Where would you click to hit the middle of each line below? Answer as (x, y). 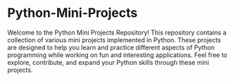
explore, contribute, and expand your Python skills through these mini (108, 62)
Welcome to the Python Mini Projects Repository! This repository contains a (117, 32)
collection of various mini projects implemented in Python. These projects (114, 39)
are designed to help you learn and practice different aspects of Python (111, 47)
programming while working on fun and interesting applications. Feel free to (117, 55)
